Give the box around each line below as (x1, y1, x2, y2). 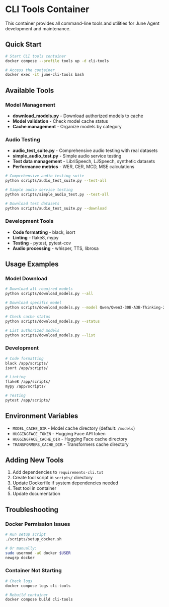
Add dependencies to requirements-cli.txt (12, 469, 104, 475)
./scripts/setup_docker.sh (5, 536, 62, 541)
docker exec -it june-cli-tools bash (5, 72, 84, 77)
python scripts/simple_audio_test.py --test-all (5, 192, 109, 197)
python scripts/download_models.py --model (5, 305, 98, 310)
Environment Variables (5, 412, 78, 420)
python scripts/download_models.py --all (5, 291, 94, 296)
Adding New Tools (5, 456, 64, 464)
